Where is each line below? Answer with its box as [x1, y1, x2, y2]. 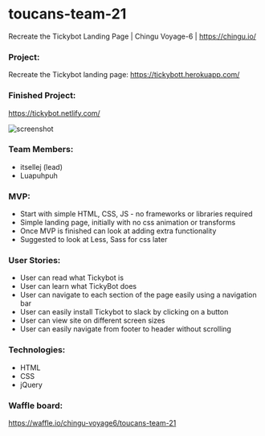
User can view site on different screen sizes [19, 315, 166, 326]
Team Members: [8, 144, 74, 155]
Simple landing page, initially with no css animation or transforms [19, 218, 236, 228]
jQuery [19, 380, 43, 389]
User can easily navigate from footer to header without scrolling [19, 324, 231, 334]
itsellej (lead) [19, 162, 63, 171]
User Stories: [8, 255, 61, 266]
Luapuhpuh [19, 171, 59, 180]
